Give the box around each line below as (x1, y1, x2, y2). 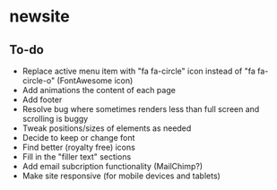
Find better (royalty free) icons (22, 142, 136, 152)
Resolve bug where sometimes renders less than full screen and (22, 104, 260, 114)
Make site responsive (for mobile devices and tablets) (22, 170, 221, 181)
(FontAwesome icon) (56, 75, 134, 86)
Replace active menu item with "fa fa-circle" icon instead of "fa (22, 65, 255, 76)
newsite (9, 6, 70, 27)
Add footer (22, 94, 63, 105)
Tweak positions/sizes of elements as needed (22, 123, 192, 134)
